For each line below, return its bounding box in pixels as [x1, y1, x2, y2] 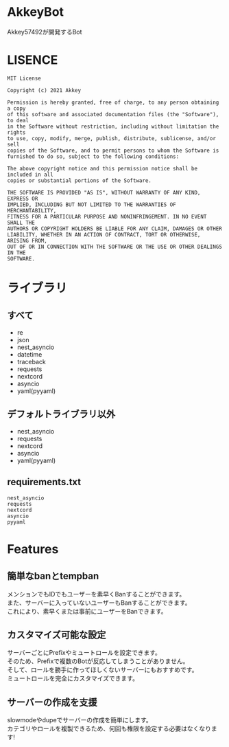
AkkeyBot [7, 4, 64, 20]
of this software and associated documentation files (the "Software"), [7, 111, 219, 118]
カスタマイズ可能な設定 [7, 629, 106, 640]
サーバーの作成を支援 [7, 696, 97, 708]
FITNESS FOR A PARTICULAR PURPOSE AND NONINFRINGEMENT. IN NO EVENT [7, 213, 207, 220]
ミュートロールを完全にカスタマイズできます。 [7, 674, 139, 682]
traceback [16, 357, 46, 366]
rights [7, 129, 26, 136]
